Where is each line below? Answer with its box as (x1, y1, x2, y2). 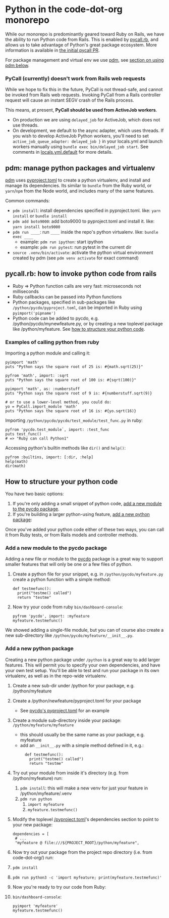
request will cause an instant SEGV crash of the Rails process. (5, 97, 135, 103)
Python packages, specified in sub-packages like (12, 299, 116, 305)
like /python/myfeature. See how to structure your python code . (12, 326, 145, 332)
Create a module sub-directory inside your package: (12, 717, 122, 723)
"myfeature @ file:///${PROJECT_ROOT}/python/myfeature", (15, 840, 140, 845)
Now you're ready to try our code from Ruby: (12, 884, 106, 890)
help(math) (5, 459, 28, 464)
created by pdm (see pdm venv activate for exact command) (12, 255, 139, 261)
